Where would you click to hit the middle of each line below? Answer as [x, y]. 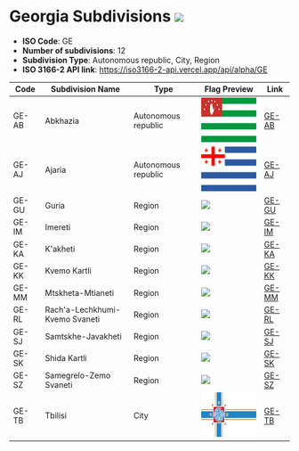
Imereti [58, 227]
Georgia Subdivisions [90, 16]
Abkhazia [62, 120]
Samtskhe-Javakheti [83, 337]
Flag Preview [229, 89]
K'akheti [60, 249]
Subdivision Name [85, 89]
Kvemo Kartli [68, 271]
